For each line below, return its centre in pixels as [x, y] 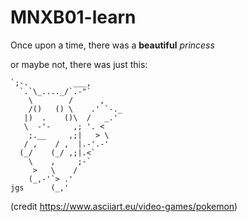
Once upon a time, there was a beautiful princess [112, 45]
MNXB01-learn [73, 17]
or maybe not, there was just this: [79, 64]
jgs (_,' [40, 187]
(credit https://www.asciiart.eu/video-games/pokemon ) [124, 206]
